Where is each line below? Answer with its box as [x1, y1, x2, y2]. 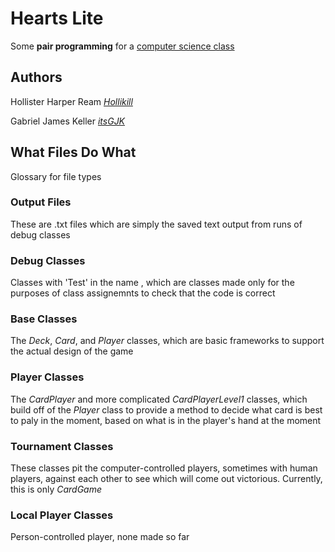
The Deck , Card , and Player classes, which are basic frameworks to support [10, 335, 325, 347]
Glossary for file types [10, 170, 102, 182]
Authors [10, 69, 63, 86]
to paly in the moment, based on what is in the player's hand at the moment [10, 414, 322, 426]
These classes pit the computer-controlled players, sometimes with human [10, 462, 318, 474]
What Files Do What [10, 144, 137, 161]
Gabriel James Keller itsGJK [10, 115, 126, 127]
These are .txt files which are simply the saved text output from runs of [10, 218, 303, 230]
